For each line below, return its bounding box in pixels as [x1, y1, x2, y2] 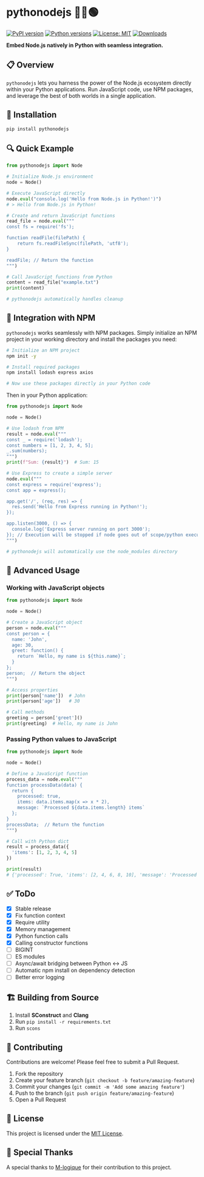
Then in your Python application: [6, 391, 88, 399]
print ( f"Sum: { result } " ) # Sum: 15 [6, 459, 99, 466]
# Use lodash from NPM [6, 425, 64, 431]
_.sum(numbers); [6, 448, 47, 454]
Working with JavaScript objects [6, 583, 105, 592]
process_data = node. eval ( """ [6, 776, 83, 783]
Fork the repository [15, 1070, 64, 1077]
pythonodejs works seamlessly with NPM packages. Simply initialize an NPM [6, 329, 197, 336]
